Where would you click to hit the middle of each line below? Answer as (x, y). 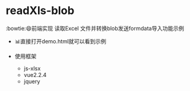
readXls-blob (40, 11)
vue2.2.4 (35, 75)
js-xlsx (32, 68)
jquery (32, 81)
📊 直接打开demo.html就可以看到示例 (60, 41)
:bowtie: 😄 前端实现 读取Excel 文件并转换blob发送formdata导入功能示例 (95, 28)
